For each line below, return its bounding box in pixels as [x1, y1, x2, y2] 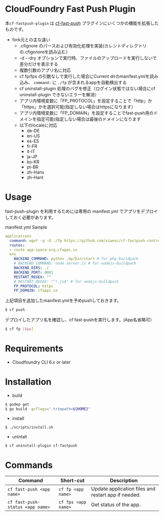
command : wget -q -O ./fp [9, 238, 62, 243]
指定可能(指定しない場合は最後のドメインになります [36, 116, 141, 122]
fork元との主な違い [12, 37, 50, 43]
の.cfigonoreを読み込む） [19, 49, 71, 55]
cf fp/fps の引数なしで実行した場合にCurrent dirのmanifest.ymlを [19, 73, 150, 79]
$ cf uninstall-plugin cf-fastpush [5, 443, 78, 448]
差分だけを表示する [19, 61, 59, 67]
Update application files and [91, 485, 156, 492]
